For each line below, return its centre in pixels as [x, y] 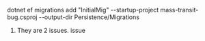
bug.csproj [22, 17]
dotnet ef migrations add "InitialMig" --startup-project [83, 10]
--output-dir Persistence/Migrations [89, 17]
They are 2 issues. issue [51, 30]
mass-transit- [179, 10]
